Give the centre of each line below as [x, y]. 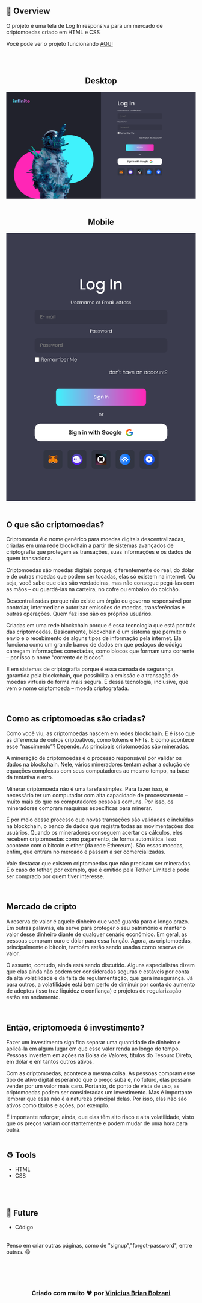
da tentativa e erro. [30, 777]
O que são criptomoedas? [55, 525]
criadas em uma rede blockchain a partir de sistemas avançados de [90, 545]
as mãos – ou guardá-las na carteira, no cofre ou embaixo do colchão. [93, 589]
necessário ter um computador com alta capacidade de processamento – [97, 795]
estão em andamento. [33, 997]
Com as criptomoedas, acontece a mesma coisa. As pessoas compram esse [101, 1073]
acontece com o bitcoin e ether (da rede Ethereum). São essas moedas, [95, 845]
